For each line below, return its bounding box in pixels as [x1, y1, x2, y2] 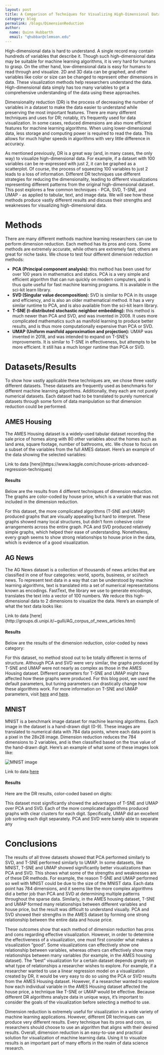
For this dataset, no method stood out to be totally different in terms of [5, 655, 146, 661]
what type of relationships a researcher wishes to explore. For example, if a [5, 962, 157, 968]
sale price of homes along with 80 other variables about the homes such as [5, 436, 157, 442]
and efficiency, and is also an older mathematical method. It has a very [12, 297, 155, 303]
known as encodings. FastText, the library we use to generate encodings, [5, 588, 153, 593]
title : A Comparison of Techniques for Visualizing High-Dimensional [5, 12, 150, 17]
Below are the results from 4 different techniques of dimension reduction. [5, 488, 153, 494]
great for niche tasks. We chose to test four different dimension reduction [5, 251, 153, 257]
